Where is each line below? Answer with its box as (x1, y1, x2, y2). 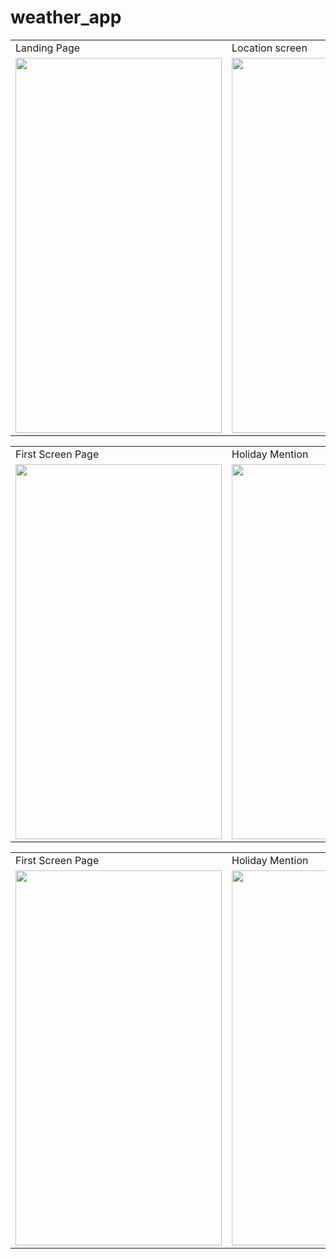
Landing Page (15, 41, 81, 55)
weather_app (10, 6, 122, 29)
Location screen (231, 41, 308, 55)
